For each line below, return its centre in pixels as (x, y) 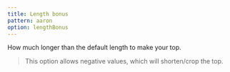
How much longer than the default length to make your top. (95, 48)
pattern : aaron (30, 21)
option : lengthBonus (38, 27)
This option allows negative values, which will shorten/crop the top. (124, 61)
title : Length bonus (38, 14)
